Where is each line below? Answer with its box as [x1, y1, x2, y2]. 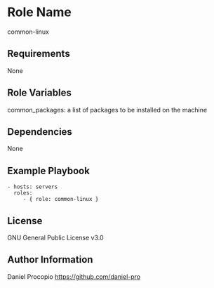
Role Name [7, 4, 72, 20]
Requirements [7, 48, 70, 60]
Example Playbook [7, 164, 90, 176]
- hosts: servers [7, 183, 58, 190]
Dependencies [7, 126, 72, 138]
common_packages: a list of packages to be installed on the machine [7, 105, 208, 114]
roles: [13, 190, 33, 197]
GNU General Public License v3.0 [7, 233, 104, 242]
